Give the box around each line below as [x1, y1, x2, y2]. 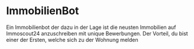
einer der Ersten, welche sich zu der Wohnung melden [6, 36, 138, 43]
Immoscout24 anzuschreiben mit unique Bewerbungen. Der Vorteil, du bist [6, 30, 188, 37]
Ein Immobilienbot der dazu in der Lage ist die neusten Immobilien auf [6, 24, 176, 31]
